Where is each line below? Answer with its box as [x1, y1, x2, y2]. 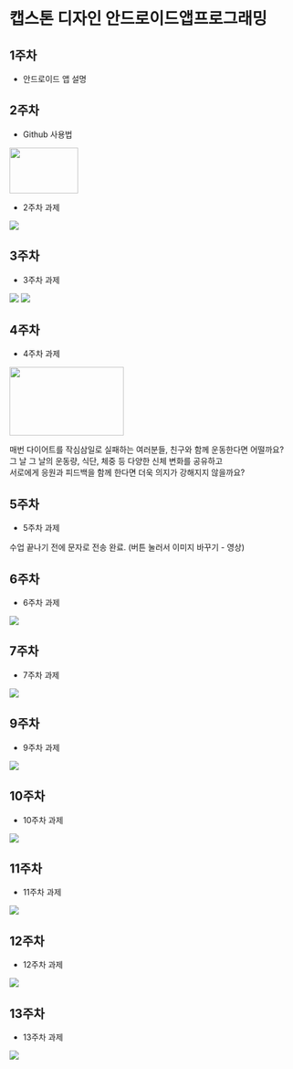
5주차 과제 [22, 523, 60, 534]
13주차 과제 [22, 1032, 64, 1043]
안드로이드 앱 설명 [22, 74, 87, 84]
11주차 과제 [22, 887, 62, 898]
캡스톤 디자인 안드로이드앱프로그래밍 [9, 8, 267, 29]
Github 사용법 [22, 129, 73, 140]
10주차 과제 [22, 814, 64, 825]
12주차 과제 [22, 959, 64, 970]
